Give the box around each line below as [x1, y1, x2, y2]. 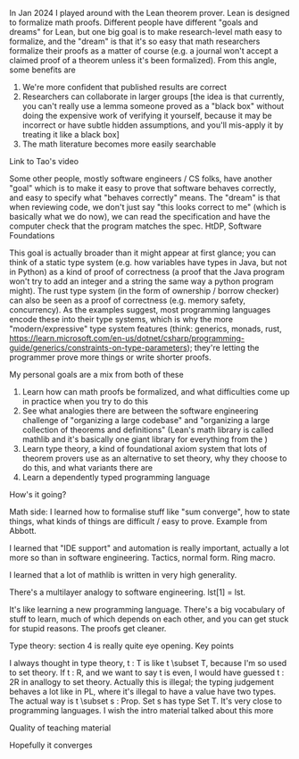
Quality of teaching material [9, 722, 112, 733]
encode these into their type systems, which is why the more [9, 314, 234, 324]
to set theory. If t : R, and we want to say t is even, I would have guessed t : [9, 667, 285, 678]
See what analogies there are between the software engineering [21, 405, 259, 416]
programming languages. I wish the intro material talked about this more [9, 705, 274, 715]
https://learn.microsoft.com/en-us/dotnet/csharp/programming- [9, 333, 245, 343]
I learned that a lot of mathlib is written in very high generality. [9, 570, 237, 580]
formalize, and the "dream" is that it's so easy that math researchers [9, 36, 261, 46]
